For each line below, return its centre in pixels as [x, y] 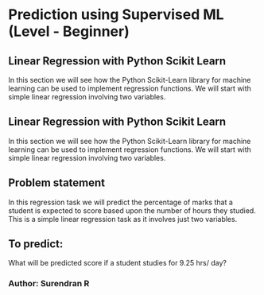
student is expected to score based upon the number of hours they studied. [132, 210]
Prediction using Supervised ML [116, 15]
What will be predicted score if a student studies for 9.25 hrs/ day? [117, 263]
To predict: [36, 244]
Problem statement [57, 183]
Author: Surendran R [49, 284]
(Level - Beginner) [69, 31]
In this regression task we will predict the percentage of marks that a [120, 202]
